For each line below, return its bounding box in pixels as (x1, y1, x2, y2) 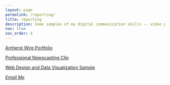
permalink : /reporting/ (5, 12, 56, 17)
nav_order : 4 (5, 31, 33, 36)
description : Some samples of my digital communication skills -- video (5, 21, 162, 27)
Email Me (5, 74, 25, 80)
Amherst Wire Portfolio (5, 45, 53, 51)
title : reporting (5, 17, 42, 22)
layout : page (5, 7, 33, 13)
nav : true (5, 26, 26, 31)
